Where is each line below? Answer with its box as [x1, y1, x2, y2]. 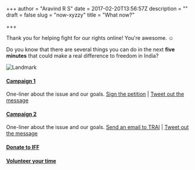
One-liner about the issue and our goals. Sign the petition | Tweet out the [6, 90, 184, 97]
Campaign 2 [6, 110, 37, 118]
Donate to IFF [6, 144, 40, 150]
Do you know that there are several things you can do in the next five [6, 46, 175, 53]
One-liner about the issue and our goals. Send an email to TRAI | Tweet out [6, 124, 189, 131]
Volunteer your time [6, 157, 56, 164]
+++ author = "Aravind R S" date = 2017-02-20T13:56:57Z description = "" [6, 5, 188, 12]
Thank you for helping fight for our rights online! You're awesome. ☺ [6, 34, 174, 41]
